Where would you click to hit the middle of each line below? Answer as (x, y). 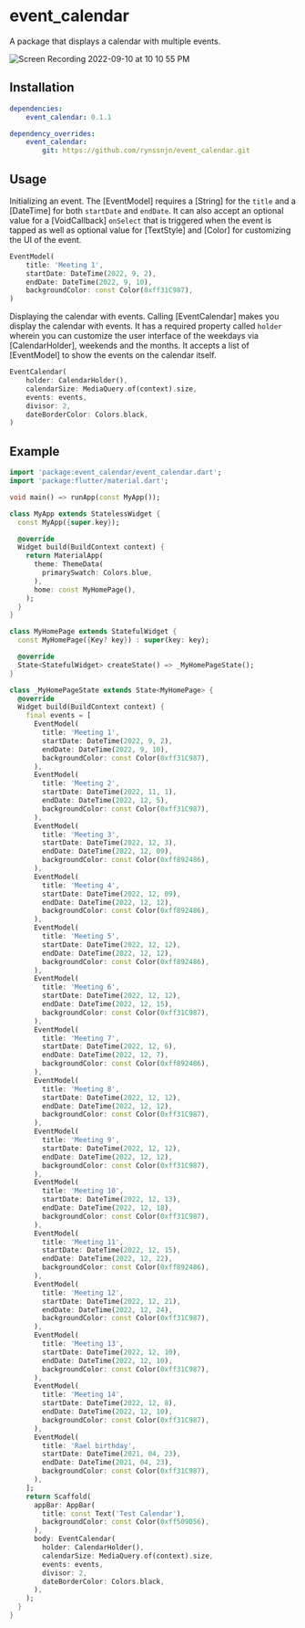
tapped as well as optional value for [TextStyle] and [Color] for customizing (150, 230)
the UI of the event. (46, 239)
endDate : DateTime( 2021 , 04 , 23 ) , (107, 1463)
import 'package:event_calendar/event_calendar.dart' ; (116, 473)
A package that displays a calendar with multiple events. (115, 41)
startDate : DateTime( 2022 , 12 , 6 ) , (110, 1046)
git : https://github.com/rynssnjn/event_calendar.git (146, 151)
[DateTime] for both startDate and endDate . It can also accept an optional (147, 210)
